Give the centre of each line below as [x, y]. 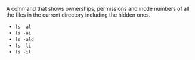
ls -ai [23, 33]
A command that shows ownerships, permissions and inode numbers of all [98, 9]
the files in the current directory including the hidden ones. [78, 15]
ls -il [23, 52]
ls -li [23, 46]
